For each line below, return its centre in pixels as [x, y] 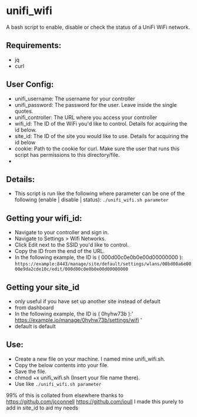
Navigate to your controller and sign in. [62, 233]
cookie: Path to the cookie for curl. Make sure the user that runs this [97, 149]
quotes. [24, 111]
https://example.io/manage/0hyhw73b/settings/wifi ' [78, 320]
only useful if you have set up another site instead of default [87, 301]
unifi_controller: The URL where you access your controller [86, 117]
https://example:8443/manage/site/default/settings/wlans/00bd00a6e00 [103, 264]
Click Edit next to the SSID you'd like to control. [72, 245]
